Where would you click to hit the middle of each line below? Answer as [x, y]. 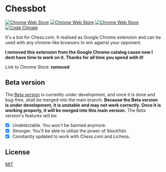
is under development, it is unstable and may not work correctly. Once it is [83, 105]
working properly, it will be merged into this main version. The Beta [76, 110]
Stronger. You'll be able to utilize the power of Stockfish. [70, 131]
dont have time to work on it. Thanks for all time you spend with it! [74, 57]
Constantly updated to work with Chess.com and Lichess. [71, 136]
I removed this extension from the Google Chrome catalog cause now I [79, 52]
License [18, 152]
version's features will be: [31, 115]
